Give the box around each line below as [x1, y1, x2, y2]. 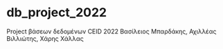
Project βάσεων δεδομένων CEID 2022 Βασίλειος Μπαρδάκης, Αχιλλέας [6, 27, 217, 35]
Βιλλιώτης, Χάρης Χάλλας [6, 34, 84, 42]
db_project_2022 [6, 5, 107, 20]
